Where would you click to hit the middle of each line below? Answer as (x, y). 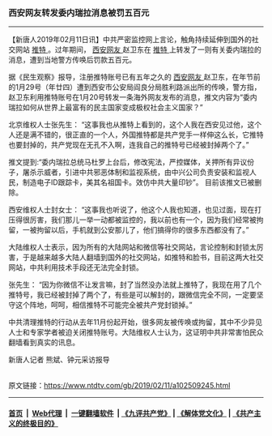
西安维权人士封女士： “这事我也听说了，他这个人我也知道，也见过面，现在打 (135, 210)
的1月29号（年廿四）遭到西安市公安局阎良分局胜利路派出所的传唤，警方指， (135, 88)
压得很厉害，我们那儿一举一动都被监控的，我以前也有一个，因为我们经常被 (132, 220)
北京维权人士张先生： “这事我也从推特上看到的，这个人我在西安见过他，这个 (135, 125)
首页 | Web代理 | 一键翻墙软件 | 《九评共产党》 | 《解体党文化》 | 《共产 (131, 413)
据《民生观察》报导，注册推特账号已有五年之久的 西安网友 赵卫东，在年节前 (134, 77)
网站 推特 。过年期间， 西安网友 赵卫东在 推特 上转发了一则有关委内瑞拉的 (138, 49)
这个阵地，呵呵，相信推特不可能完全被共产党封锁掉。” (104, 305)
